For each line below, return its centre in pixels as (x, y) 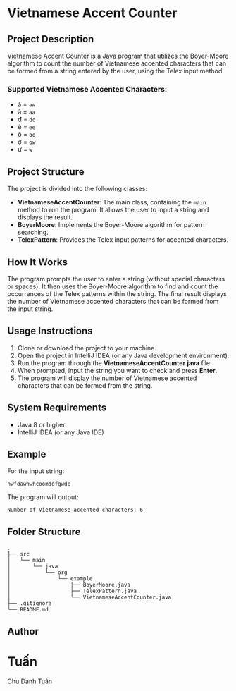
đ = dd (26, 120)
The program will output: (43, 497)
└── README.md (28, 610)
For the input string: (36, 471)
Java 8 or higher (41, 424)
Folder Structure (44, 531)
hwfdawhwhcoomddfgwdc (39, 484)
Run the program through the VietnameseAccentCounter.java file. (115, 363)
